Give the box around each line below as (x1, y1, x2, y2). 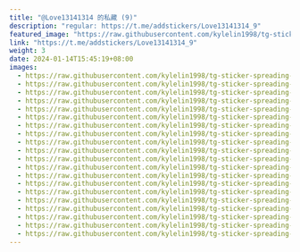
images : (9, 63, 38, 72)
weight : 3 (9, 46, 46, 55)
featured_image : (9, 29, 70, 38)
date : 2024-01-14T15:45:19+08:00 (9, 55, 134, 63)
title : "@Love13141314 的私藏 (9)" (9, 13, 137, 22)
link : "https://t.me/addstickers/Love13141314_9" (9, 38, 198, 47)
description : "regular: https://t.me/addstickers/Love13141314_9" (9, 21, 262, 30)
